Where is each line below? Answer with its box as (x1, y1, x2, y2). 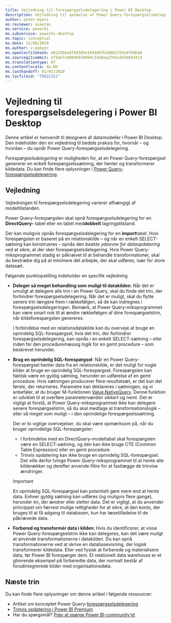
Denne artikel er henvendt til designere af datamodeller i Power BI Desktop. (5, 134, 163, 140)
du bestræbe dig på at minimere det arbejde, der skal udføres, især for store (5, 257, 165, 263)
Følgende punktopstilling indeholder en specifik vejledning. (5, 272, 129, 278)
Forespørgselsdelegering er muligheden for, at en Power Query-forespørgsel (5, 155, 166, 161)
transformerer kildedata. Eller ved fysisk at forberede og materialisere (12, 547, 159, 553)
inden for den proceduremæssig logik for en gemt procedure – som (12, 341, 154, 347)
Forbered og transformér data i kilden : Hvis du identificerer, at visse (12, 525, 157, 531)
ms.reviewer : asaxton (5, 21, 51, 27)
